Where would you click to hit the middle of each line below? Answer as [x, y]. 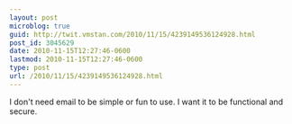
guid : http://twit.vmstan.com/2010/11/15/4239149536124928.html [132, 34]
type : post [30, 68]
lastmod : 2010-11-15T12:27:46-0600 [76, 59]
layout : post [34, 18]
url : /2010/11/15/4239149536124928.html [87, 76]
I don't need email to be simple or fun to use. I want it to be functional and [146, 102]
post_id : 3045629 [42, 43]
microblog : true [40, 26]
